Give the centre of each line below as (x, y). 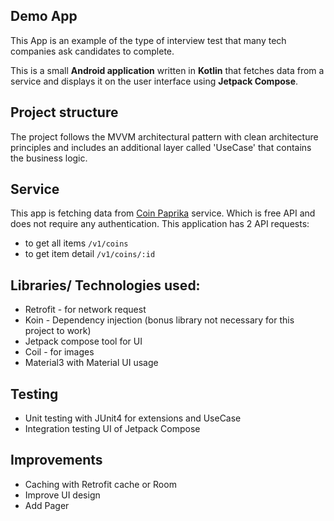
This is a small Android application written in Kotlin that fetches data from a (167, 70)
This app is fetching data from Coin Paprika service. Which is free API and (163, 213)
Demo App (44, 16)
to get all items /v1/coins (76, 243)
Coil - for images (59, 352)
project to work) (58, 331)
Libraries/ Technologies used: (105, 285)
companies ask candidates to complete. (92, 51)
